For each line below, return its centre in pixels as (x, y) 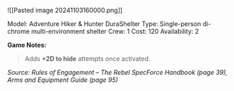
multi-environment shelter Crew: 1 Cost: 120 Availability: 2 (115, 31)
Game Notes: (27, 45)
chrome (19, 31)
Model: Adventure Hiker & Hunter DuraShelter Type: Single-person (104, 24)
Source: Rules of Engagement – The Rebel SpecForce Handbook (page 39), (118, 72)
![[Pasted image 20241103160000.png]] (65, 10)
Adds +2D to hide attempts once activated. (87, 59)
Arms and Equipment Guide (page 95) (63, 80)
